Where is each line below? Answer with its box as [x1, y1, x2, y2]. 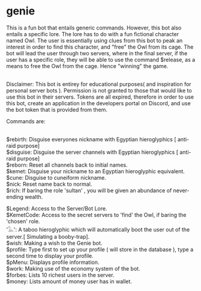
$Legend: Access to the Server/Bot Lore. [6, 204, 107, 212]
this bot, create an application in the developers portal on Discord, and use [6, 99, 191, 106]
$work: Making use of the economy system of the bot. [6, 265, 140, 272]
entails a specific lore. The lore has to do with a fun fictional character [6, 30, 179, 37]
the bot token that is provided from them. [6, 106, 108, 113]
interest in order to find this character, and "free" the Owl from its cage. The [6, 43, 194, 51]
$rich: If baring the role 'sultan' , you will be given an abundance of [6, 186, 172, 194]
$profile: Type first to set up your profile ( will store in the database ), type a [6, 245, 194, 253]
